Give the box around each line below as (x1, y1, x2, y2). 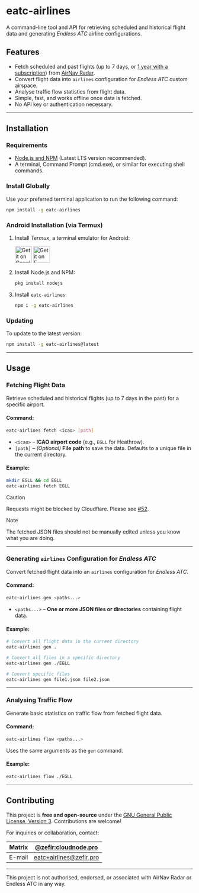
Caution (6, 493, 25, 501)
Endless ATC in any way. (6, 880, 66, 887)
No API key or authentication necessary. (14, 101, 113, 108)
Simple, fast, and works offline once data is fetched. (14, 94, 142, 101)
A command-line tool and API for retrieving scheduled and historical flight (6, 24, 186, 31)
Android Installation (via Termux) (6, 221, 103, 229)
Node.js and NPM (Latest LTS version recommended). (14, 155, 147, 162)
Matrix (9, 843, 28, 851)
